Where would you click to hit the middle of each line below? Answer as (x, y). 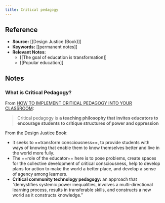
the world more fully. (33, 153)
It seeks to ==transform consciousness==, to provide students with (81, 143)
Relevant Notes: (29, 52)
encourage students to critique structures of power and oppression (88, 123)
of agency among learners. (40, 174)
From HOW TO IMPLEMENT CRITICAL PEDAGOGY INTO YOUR (69, 103)
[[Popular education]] (41, 63)
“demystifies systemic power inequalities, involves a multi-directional (82, 185)
